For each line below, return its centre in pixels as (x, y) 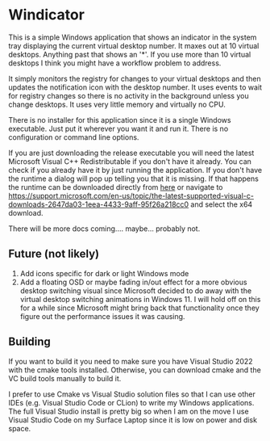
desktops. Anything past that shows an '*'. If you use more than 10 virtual (130, 54)
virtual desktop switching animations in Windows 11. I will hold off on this (140, 299)
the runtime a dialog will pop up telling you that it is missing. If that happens (134, 178)
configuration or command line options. (74, 137)
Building (29, 342)
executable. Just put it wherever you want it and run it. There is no (118, 128)
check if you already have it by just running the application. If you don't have (135, 170)
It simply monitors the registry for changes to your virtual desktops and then (135, 78)
